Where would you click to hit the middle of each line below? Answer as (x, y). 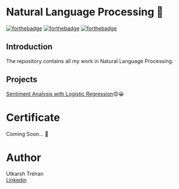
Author (24, 157)
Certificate (33, 117)
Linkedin (16, 180)
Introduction (29, 47)
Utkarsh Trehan (25, 174)
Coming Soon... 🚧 (27, 134)
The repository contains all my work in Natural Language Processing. (90, 61)
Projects (22, 80)
